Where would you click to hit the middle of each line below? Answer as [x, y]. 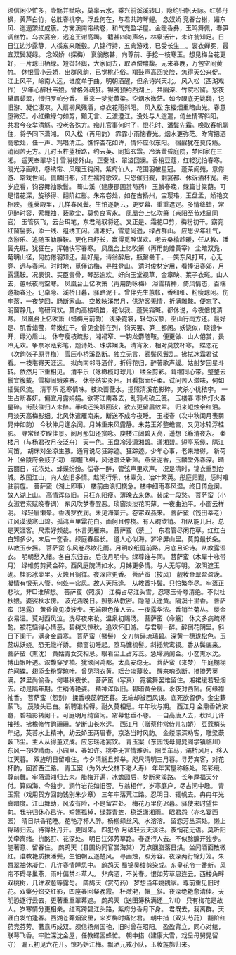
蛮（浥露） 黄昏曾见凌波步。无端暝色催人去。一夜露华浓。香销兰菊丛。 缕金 [117, 609]
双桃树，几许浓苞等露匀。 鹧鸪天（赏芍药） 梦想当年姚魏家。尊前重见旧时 [113, 882]
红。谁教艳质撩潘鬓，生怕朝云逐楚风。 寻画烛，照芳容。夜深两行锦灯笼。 [113, 856]
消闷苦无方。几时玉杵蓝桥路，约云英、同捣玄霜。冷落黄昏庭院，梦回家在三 [115, 151]
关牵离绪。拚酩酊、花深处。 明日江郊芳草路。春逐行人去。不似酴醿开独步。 [116, 838]
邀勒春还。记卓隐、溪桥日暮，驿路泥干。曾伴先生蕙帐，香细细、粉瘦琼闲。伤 [118, 292]
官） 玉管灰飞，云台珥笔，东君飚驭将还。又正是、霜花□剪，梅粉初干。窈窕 [116, 222]
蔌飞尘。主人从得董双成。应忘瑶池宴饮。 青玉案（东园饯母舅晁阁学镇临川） [116, 741]
